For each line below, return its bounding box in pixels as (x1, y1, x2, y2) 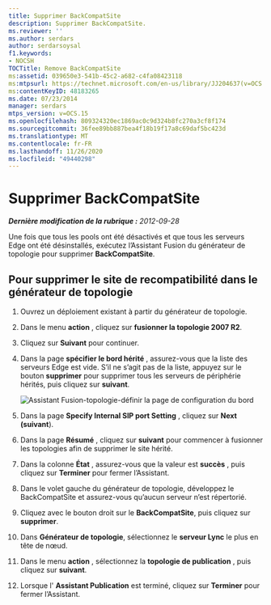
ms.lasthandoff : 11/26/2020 (8, 147, 104, 155)
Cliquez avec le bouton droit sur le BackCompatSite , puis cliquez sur (19, 508, 251, 518)
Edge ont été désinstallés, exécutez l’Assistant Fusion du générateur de (8, 240, 246, 251)
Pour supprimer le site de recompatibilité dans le (8, 273, 258, 286)
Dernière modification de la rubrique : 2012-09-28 (8, 216, 180, 226)
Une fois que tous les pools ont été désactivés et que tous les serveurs (8, 232, 245, 242)
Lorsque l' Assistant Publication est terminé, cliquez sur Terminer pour (19, 581, 260, 590)
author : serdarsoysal (8, 42, 82, 50)
